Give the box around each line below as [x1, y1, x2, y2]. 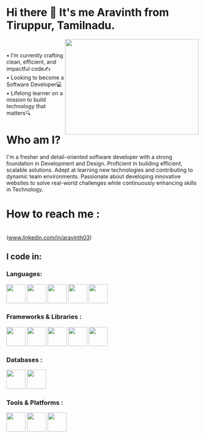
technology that [6, 102, 46, 109]
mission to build [6, 96, 46, 103]
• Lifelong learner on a [6, 89, 63, 97]
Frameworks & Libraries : [6, 313, 82, 321]
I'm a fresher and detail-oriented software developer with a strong [6, 153, 173, 161]
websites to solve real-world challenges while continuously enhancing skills [6, 179, 197, 186]
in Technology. [6, 186, 44, 193]
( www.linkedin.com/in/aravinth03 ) [6, 233, 92, 241]
